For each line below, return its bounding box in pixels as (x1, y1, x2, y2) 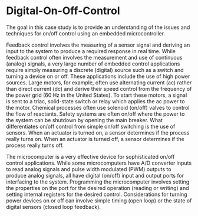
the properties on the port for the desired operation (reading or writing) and (6, 184, 190, 191)
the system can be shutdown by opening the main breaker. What (6, 116, 163, 123)
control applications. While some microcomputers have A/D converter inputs (6, 159, 192, 166)
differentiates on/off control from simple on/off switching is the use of (6, 123, 176, 130)
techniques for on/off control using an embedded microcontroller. (6, 30, 166, 37)
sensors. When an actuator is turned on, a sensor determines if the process (6, 129, 190, 136)
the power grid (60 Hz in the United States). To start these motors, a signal (6, 91, 187, 99)
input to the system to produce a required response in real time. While (6, 47, 176, 54)
